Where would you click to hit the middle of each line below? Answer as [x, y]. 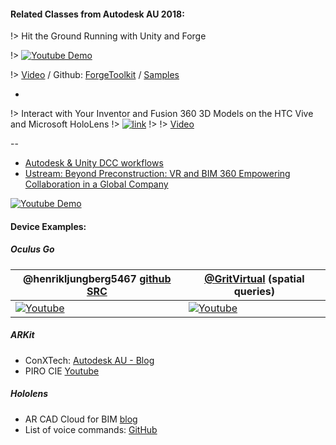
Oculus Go [32, 249]
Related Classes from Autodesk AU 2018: [97, 14]
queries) [254, 291]
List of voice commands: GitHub [91, 429]
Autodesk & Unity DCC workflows [94, 163]
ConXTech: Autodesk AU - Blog [89, 360]
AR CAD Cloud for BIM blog [81, 419]
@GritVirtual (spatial [254, 278]
